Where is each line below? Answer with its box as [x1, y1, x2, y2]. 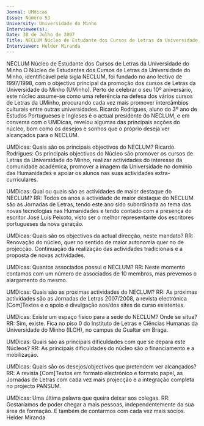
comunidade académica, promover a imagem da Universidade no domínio [6, 163, 192, 170]
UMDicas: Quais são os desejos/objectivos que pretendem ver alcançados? [6, 362, 197, 370]
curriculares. [6, 176, 38, 183]
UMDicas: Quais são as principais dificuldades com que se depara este [6, 338, 186, 345]
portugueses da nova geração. [6, 220, 84, 227]
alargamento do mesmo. [6, 276, 68, 283]
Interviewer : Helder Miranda [6, 43, 81, 50]
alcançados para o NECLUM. [6, 131, 79, 138]
